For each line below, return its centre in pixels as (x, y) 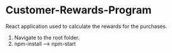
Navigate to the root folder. (47, 37)
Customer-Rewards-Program (79, 10)
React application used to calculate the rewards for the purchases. (86, 26)
